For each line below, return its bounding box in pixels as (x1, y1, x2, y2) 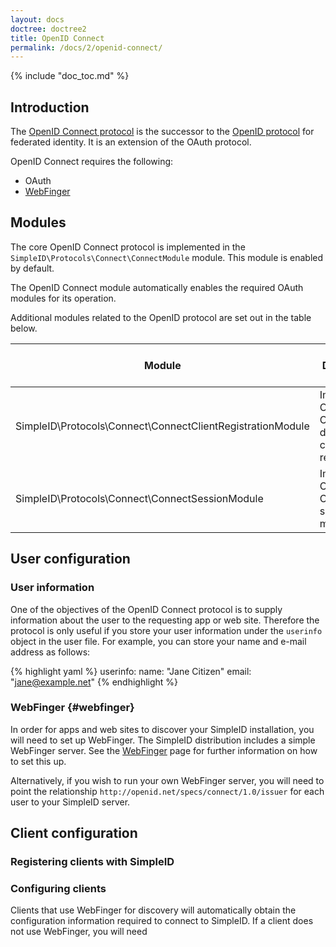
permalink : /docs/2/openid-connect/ (10, 42, 163, 53)
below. (10, 322, 38, 334)
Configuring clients (10, 882, 107, 896)
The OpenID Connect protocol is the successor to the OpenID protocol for (10, 126, 315, 138)
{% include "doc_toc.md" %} (10, 70, 130, 82)
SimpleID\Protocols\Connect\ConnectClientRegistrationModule (15, 419, 310, 433)
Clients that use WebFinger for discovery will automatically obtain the (10, 904, 297, 916)
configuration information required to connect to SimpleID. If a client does (10, 915, 314, 927)
